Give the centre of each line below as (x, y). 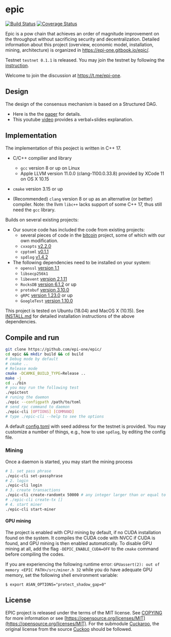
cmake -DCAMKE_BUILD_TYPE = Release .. (46, 373)
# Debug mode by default (32, 359)
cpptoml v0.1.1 (35, 251)
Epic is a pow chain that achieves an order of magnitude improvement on (82, 33)
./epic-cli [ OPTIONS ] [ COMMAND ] (40, 412)
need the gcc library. (34, 210)
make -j (14, 378)
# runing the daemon (27, 397)
